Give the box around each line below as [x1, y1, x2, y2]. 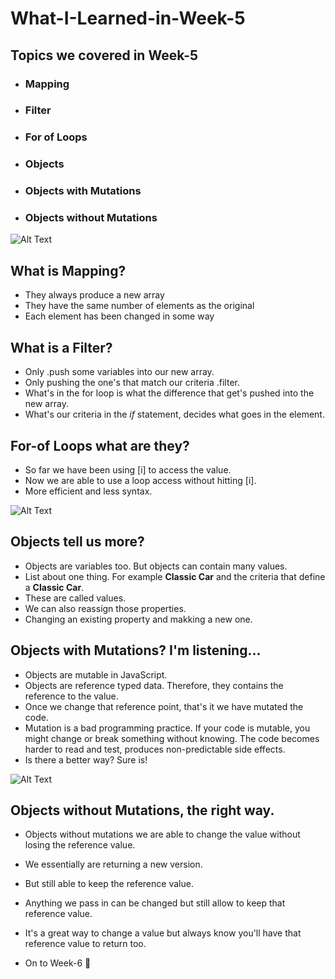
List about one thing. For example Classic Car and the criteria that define [24, 570, 326, 582]
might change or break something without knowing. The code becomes [24, 732, 320, 744]
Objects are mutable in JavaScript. [24, 668, 168, 681]
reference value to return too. [24, 938, 147, 950]
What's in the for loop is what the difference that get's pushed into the [24, 387, 315, 399]
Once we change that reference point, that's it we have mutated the [24, 700, 304, 712]
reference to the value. [24, 690, 119, 702]
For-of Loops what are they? [10, 437, 190, 454]
